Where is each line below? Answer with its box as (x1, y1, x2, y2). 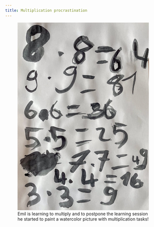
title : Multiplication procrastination (5, 8, 88, 13)
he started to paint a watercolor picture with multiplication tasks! (17, 216, 149, 222)
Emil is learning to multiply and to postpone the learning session (17, 211, 148, 217)
